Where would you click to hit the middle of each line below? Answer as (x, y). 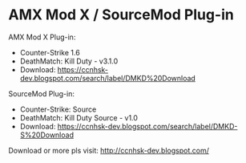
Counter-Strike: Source (58, 109)
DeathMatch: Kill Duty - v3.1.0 (69, 61)
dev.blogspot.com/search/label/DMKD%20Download (108, 78)
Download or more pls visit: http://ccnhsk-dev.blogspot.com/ (109, 150)
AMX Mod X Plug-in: (42, 37)
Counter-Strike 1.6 (50, 52)
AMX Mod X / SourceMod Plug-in (121, 15)
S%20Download (47, 135)
